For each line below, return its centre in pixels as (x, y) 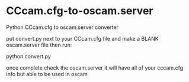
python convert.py (29, 56)
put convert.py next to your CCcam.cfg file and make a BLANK (82, 38)
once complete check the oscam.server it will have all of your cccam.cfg (95, 68)
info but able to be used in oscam (47, 74)
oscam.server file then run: (39, 45)
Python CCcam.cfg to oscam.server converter (62, 27)
